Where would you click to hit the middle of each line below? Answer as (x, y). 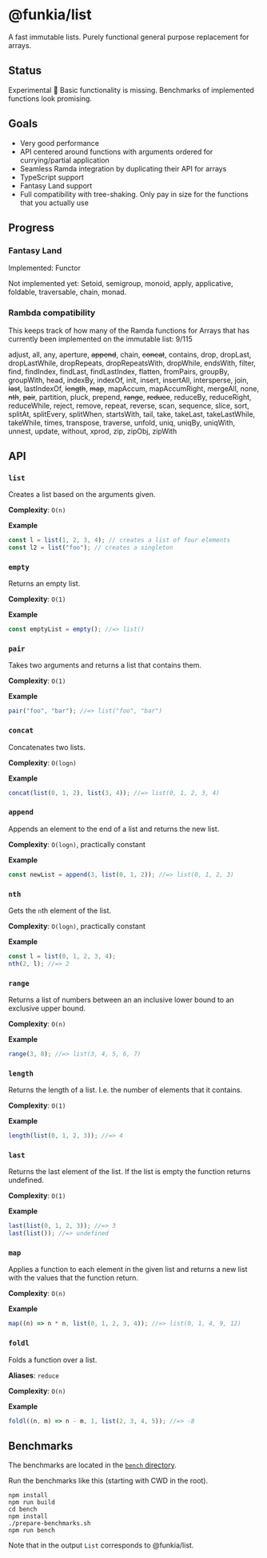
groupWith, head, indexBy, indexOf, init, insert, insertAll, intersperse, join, (129, 380)
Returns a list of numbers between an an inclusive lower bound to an (121, 1000)
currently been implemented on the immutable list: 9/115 (101, 339)
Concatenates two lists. (47, 747)
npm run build (32, 1503)
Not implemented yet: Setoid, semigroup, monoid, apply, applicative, (121, 284)
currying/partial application (64, 160)
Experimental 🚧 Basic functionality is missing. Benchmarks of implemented (131, 90)
